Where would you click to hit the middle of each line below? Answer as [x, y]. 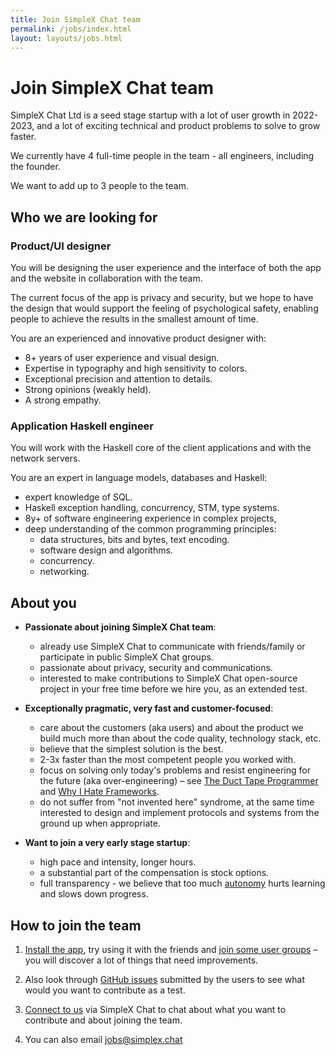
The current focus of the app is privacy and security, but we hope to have [162, 297]
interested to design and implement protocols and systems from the [179, 813]
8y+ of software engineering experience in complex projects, [150, 518]
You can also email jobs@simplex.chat [103, 1039]
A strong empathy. [63, 400]
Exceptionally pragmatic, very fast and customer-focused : [149, 708]
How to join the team [76, 925]
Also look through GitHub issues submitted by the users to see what [164, 979]
